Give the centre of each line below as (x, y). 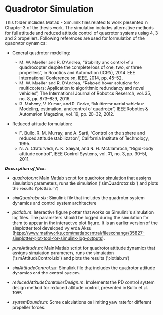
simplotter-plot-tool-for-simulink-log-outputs (57, 238)
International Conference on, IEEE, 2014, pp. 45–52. (71, 78)
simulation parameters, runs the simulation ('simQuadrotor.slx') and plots (85, 183)
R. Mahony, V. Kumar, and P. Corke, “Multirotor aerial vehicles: (82, 104)
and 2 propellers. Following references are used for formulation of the (75, 38)
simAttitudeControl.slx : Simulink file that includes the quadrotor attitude (84, 268)
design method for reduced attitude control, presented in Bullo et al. (80, 287)
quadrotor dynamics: (26, 43)
